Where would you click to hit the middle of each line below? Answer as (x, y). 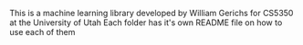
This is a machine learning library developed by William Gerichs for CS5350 (151, 13)
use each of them (42, 32)
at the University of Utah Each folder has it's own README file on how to (146, 22)
